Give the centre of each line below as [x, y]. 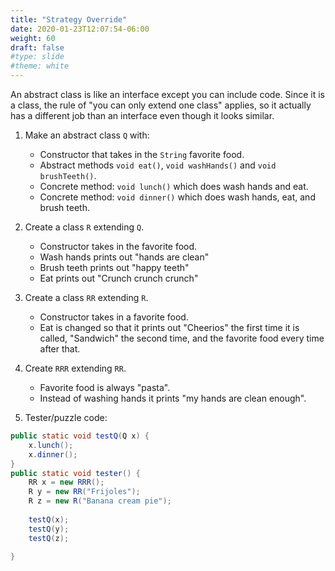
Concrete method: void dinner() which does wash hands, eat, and [177, 197]
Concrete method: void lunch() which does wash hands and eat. [174, 186]
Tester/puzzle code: [66, 417]
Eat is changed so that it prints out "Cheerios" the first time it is [169, 327]
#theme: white [40, 66]
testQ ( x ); [49, 519]
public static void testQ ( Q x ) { [80, 436]
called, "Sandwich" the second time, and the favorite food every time [182, 338]
